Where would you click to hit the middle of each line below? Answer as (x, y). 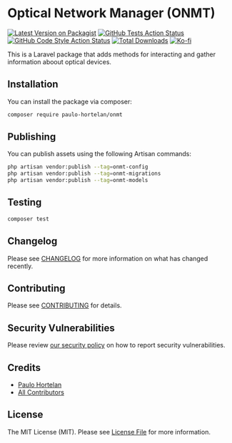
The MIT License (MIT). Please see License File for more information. (109, 432)
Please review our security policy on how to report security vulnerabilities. (116, 345)
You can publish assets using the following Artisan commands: (99, 154)
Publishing (32, 137)
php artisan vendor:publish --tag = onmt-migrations (84, 174)
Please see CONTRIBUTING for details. (65, 305)
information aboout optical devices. (60, 61)
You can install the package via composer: (70, 101)
